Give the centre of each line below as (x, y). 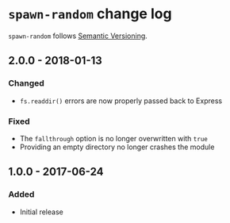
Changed (27, 83)
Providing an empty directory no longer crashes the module (117, 147)
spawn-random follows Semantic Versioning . (78, 36)
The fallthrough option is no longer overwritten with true (113, 138)
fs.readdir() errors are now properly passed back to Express (121, 101)
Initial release (41, 212)
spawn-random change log (90, 14)
